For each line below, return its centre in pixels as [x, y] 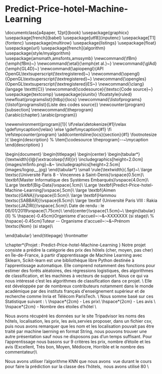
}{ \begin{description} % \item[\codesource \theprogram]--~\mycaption [77, 139]
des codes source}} [79, 105]
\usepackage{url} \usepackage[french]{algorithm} [55, 48]
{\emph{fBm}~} [21, 63]
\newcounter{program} [122, 105]
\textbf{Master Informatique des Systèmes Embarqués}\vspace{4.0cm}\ [77, 180]
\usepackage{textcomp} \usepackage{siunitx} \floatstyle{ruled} [68, 94]
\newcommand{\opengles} [120, 79]
